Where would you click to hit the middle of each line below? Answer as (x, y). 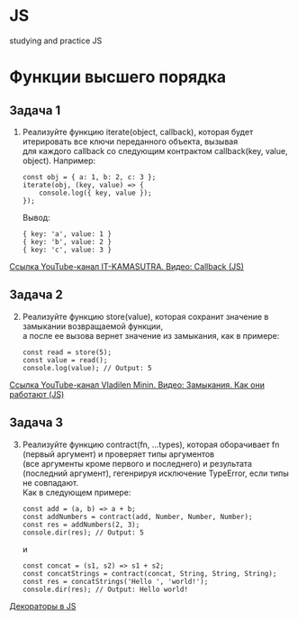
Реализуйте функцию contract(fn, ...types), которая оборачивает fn (151, 444)
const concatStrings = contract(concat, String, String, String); (149, 573)
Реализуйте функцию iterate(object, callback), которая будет (138, 132)
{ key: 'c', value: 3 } (67, 250)
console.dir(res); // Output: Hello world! (105, 589)
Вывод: (36, 217)
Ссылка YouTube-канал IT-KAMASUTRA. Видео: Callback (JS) (127, 266)
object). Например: (59, 160)
